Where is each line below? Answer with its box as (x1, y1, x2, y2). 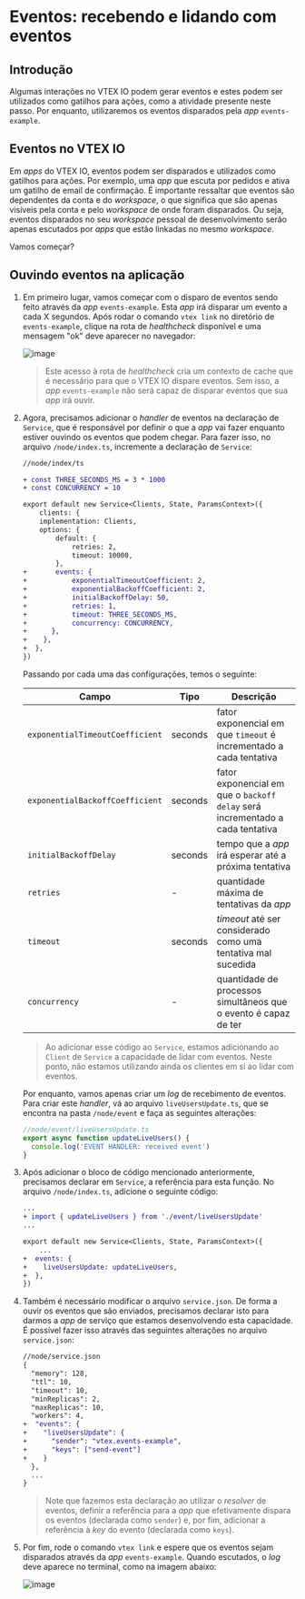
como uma (216, 935, 262, 948)
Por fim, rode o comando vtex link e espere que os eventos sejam (22, 1542, 274, 1553)
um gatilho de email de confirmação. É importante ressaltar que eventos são (9, 185, 295, 196)
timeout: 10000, (71, 550, 133, 560)
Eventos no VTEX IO (9, 141, 125, 156)
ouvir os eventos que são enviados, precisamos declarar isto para (22, 1305, 270, 1316)
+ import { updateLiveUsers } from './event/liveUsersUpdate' (22, 1212, 263, 1222)
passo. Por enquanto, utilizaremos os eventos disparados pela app (9, 106, 260, 116)
